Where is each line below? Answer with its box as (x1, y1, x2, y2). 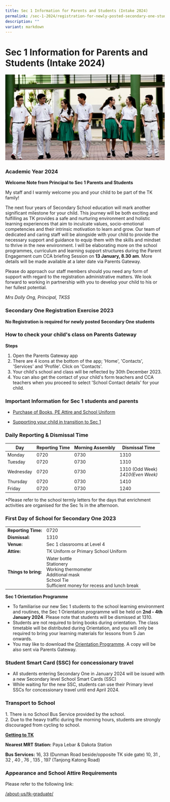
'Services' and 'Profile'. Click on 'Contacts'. (12, 363, 103, 369)
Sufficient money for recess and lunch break (46, 582, 139, 588)
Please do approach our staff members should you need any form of (5, 268, 148, 274)
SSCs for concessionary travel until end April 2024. (12, 687, 120, 693)
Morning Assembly (74, 444, 115, 450)
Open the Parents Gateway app (12, 353, 78, 359)
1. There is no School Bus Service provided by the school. (5, 711, 125, 717)
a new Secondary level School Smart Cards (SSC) (12, 676, 116, 682)
